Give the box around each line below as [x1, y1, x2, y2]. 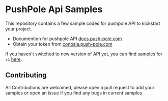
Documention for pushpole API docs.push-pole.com [12, 36, 122, 42]
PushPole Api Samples [5, 4, 103, 15]
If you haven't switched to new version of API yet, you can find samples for [5, 51, 163, 57]
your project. [5, 25, 32, 31]
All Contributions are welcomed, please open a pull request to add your [5, 84, 155, 90]
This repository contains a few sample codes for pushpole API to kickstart [5, 20, 160, 26]
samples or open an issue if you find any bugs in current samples [5, 90, 143, 96]
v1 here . [5, 56, 22, 62]
